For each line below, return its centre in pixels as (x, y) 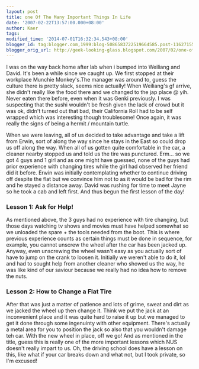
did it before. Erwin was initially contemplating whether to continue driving (97, 173)
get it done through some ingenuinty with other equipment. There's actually (98, 323)
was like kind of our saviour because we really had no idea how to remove (97, 270)
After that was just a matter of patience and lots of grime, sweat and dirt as (98, 305)
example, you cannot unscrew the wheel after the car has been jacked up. (97, 245)
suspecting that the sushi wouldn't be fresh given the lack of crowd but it (95, 105)
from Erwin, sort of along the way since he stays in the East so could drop (96, 141)
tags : (13, 34)
